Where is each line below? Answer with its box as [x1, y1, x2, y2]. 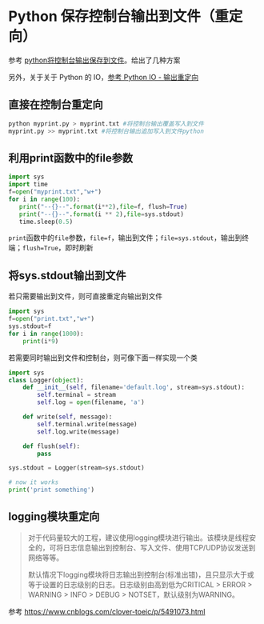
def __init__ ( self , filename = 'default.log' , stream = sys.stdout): [22, 383, 246, 392]
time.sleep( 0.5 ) [18, 218, 74, 226]
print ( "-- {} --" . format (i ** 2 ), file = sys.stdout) [18, 210, 184, 218]
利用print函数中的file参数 [8, 151, 134, 165]
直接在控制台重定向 [8, 98, 103, 112]
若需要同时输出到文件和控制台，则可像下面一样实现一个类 [8, 353, 198, 362]
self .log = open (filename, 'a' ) [37, 398, 146, 406]
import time [8, 181, 48, 189]
